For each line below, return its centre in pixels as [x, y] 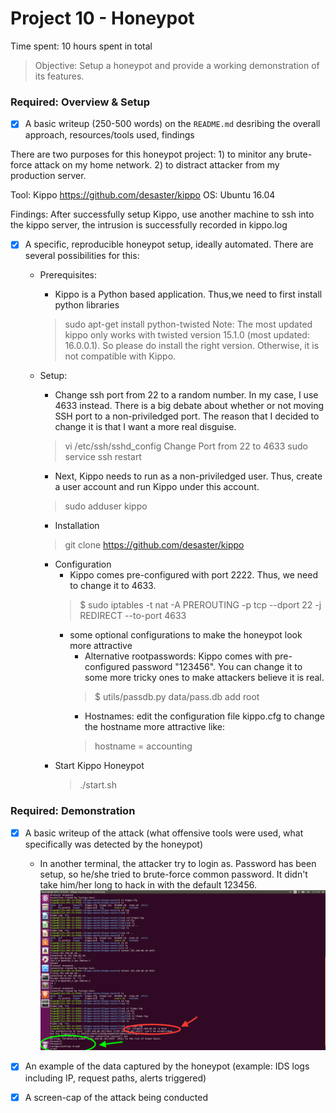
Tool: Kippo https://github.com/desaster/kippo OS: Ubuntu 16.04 [143, 195]
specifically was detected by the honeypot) [114, 844]
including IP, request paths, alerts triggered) [115, 1078]
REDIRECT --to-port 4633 [133, 616]
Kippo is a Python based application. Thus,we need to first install [188, 294]
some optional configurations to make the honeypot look [186, 635]
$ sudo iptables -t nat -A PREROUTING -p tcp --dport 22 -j [200, 605]
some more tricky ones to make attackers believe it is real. [204, 678]
